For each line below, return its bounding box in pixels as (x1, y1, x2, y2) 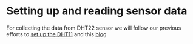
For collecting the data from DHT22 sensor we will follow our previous (6, 24, 181, 31)
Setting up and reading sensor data (6, 4, 188, 18)
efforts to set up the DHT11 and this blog (6, 30, 107, 37)
